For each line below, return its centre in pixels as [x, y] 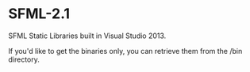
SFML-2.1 [39, 14]
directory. [24, 59]
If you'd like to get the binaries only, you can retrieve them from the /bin [125, 51]
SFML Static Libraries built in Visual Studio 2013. [87, 36]
